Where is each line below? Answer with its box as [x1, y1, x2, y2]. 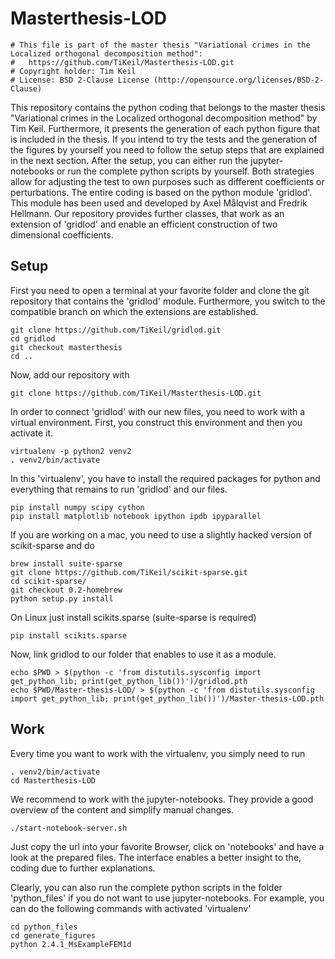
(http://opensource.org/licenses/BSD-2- [153, 75, 325, 85]
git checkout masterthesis [10, 342, 123, 352]
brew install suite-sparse [10, 558, 123, 569]
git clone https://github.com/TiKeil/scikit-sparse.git [10, 567, 248, 577]
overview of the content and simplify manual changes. [10, 803, 234, 816]
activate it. [10, 427, 54, 439]
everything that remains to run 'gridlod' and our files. [10, 483, 228, 495]
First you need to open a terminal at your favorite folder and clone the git [10, 284, 310, 296]
